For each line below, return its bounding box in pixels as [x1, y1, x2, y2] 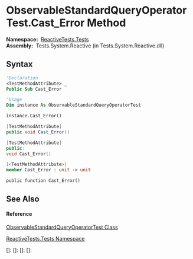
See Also [6, 194, 40, 204]
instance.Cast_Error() [6, 113, 62, 119]
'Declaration [6, 75, 38, 81]
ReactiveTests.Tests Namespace [6, 235, 85, 242]
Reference [6, 210, 32, 218]
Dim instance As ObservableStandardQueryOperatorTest [6, 102, 142, 108]
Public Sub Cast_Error [6, 86, 62, 92]
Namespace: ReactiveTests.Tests [6, 36, 89, 43]
